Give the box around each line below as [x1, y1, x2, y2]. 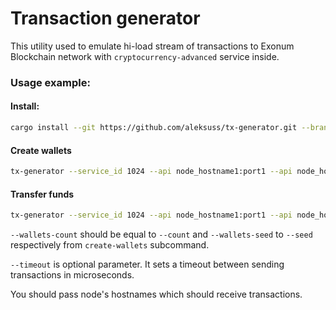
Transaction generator [10, 7, 201, 30]
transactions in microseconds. [10, 269, 135, 281]
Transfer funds [10, 188, 75, 200]
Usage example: [10, 75, 91, 89]
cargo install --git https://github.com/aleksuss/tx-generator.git [10, 123, 298, 133]
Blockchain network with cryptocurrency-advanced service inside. [10, 50, 280, 62]
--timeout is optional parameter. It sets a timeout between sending [10, 258, 285, 271]
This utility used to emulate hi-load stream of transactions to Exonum [10, 40, 295, 52]
